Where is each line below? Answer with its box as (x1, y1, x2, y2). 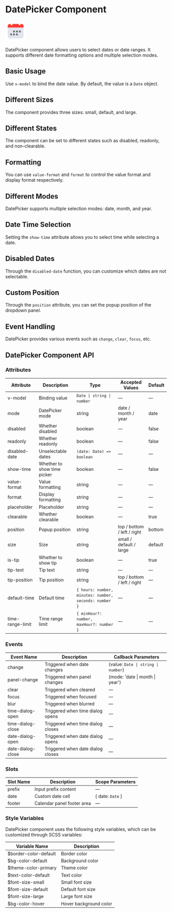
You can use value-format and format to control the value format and (5, 172, 151, 178)
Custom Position (5, 289, 59, 297)
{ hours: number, (76, 587, 114, 593)
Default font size (60, 886, 96, 892)
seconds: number (76, 598, 111, 604)
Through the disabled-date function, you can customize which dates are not (5, 268, 166, 274)
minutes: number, (76, 593, 114, 598)
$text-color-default (7, 872, 50, 878)
